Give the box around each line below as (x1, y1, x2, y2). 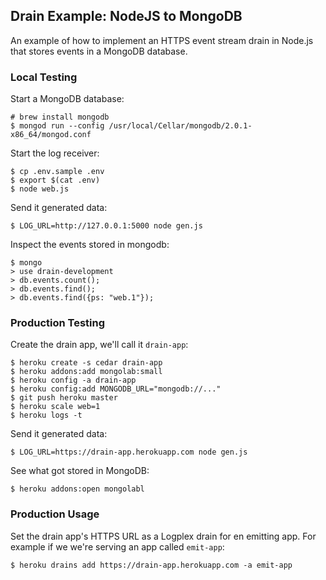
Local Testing (10, 70, 78, 84)
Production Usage (10, 507, 100, 521)
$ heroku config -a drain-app (10, 375, 137, 386)
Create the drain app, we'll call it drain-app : (10, 339, 189, 351)
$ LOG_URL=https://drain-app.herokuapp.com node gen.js (10, 447, 248, 458)
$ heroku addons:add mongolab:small (10, 367, 163, 377)
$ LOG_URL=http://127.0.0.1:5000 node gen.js (10, 221, 203, 231)
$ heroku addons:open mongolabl (10, 484, 145, 494)
